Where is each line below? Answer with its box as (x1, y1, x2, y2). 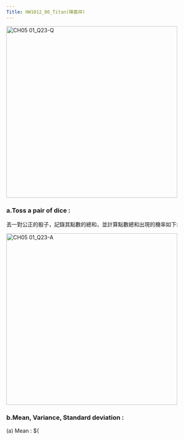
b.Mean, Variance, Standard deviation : (6, 413, 124, 422)
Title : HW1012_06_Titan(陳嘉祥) (6, 9, 86, 15)
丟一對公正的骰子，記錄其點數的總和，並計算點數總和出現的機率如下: (6, 220, 179, 228)
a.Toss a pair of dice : (6, 206, 71, 214)
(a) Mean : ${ (6, 427, 39, 435)
